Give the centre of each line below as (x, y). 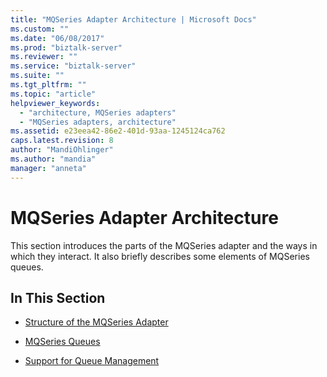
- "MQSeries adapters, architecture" (98, 122)
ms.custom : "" (40, 29)
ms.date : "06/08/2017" (57, 38)
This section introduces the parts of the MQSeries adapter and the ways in (164, 245)
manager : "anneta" (48, 168)
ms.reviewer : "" (44, 57)
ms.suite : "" (37, 76)
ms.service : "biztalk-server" (73, 66)
